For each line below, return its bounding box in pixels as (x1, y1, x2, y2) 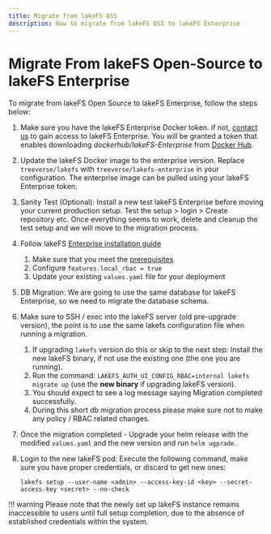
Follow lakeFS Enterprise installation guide (19, 239, 162, 248)
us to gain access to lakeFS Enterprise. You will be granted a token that (19, 131, 257, 141)
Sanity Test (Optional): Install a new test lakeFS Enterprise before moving (19, 197, 265, 207)
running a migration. (19, 329, 87, 339)
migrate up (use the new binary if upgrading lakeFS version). (32, 379, 237, 390)
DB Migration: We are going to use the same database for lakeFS (19, 287, 236, 297)
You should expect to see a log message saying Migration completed (32, 388, 263, 398)
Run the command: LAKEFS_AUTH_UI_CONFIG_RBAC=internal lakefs (32, 371, 250, 381)
